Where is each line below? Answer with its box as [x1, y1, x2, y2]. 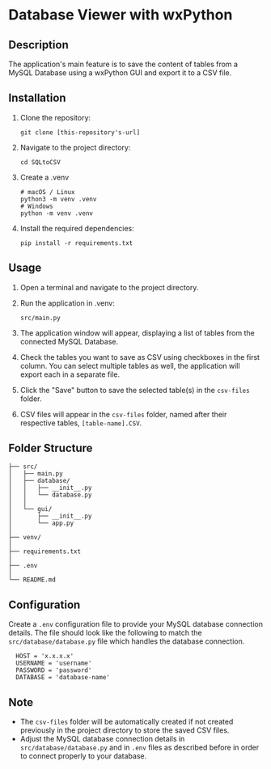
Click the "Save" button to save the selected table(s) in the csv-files [19, 385, 250, 395]
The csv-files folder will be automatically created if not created [19, 717, 234, 727]
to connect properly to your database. [19, 751, 147, 761]
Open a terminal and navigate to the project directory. [19, 282, 199, 292]
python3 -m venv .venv [19, 195, 97, 203]
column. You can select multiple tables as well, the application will [19, 361, 240, 370]
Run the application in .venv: [19, 298, 115, 308]
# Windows [19, 202, 54, 210]
